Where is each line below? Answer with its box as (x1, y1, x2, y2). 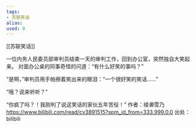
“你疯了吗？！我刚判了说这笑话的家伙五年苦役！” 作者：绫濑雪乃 (6, 101, 165, 108)
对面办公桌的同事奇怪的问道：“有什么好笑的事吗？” (17, 63, 144, 70)
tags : (6, 8, 20, 15)
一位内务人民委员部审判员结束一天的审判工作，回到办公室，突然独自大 (6, 55, 180, 63)
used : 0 (6, 25, 26, 32)
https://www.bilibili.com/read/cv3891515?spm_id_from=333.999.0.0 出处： (6, 108, 191, 116)
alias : (6, 20, 23, 26)
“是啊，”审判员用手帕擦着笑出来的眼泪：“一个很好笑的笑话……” (6, 75, 159, 83)
